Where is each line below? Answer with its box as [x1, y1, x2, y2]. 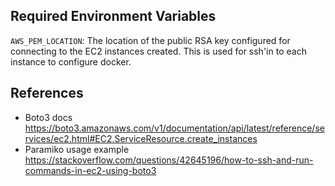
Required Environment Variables [10, 8, 217, 25]
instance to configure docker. [10, 55, 132, 68]
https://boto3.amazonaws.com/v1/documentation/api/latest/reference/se [24, 122, 325, 134]
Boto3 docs [24, 111, 73, 123]
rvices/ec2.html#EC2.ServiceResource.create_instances [24, 132, 258, 144]
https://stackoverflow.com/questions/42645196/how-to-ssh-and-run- [24, 154, 314, 166]
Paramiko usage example [24, 143, 130, 155]
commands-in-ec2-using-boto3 [24, 164, 157, 176]
